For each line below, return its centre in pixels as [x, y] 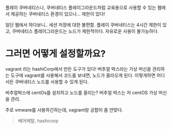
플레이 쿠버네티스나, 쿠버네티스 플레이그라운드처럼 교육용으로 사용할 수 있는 [81, 7]
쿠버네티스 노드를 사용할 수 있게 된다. [52, 81]
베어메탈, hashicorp [38, 121]
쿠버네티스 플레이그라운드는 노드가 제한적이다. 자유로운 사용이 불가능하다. [85, 31]
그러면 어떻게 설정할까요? [56, 54]
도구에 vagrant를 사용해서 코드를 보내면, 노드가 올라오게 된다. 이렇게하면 [83, 75]
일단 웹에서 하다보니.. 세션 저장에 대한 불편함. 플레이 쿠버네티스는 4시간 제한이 [83, 25]
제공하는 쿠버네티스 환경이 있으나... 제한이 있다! [58, 14]
